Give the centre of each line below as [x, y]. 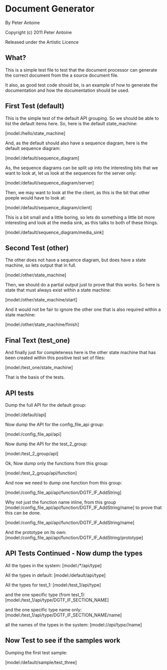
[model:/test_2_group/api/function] [41, 473]
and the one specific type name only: [43, 609]
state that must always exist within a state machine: [58, 290]
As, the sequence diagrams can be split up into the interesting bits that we [82, 167]
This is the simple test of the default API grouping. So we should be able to [82, 118]
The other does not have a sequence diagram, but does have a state [75, 260]
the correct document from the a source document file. [62, 75]
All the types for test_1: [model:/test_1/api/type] [53, 585]
